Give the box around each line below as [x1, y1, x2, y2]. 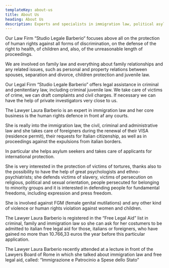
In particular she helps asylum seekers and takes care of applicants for [5, 148, 152, 154]
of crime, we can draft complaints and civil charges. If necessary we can [5, 92, 156, 98]
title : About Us [5, 12, 39, 17]
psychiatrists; [5, 174, 33, 180]
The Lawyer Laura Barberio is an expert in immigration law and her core [5, 107, 154, 113]
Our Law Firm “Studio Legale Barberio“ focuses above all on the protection [5, 35, 160, 41]
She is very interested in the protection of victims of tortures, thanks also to [5, 163, 162, 169]
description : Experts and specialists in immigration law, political [5, 21, 154, 27]
